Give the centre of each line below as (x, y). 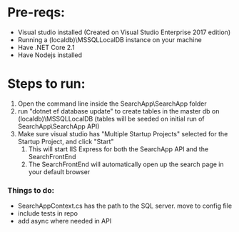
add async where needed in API (65, 221)
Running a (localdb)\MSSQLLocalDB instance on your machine (110, 39)
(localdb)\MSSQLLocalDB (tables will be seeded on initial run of (111, 118)
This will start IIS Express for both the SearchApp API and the (118, 149)
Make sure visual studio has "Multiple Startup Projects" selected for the (123, 133)
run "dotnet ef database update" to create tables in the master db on (118, 111)
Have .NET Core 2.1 (46, 47)
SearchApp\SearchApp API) (59, 126)
